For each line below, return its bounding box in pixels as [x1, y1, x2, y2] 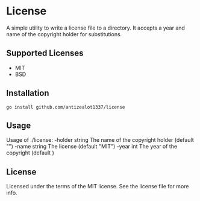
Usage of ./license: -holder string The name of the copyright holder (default [6, 136, 194, 144]
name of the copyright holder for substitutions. [6, 30, 122, 37]
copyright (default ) [6, 149, 54, 156]
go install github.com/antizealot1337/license [6, 104, 125, 110]
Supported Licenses [6, 48, 84, 59]
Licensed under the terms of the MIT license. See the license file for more [6, 183, 189, 190]
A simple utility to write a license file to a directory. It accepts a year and [6, 24, 186, 31]
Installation [6, 88, 49, 98]
